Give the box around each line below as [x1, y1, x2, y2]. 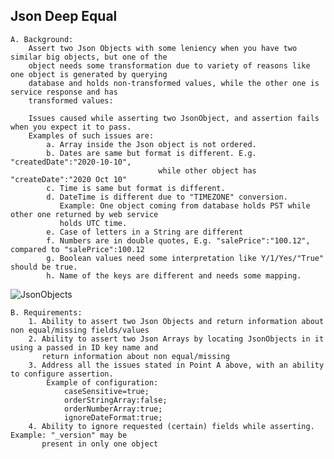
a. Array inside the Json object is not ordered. [46, 139, 257, 149]
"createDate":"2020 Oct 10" [10, 174, 128, 184]
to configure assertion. [10, 369, 114, 379]
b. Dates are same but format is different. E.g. [46, 148, 257, 158]
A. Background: [10, 34, 74, 44]
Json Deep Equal [10, 8, 118, 25]
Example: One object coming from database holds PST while [59, 200, 311, 211]
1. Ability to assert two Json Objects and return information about [28, 316, 325, 326]
